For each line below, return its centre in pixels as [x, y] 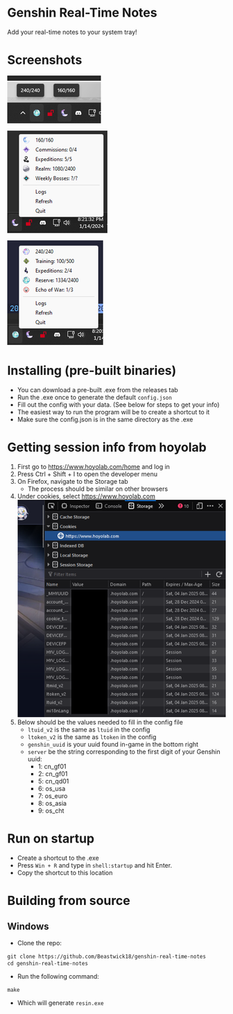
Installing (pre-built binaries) [92, 371]
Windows [28, 926]
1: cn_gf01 [52, 767]
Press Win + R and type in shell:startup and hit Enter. [94, 865]
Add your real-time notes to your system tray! [72, 32]
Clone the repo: [40, 943]
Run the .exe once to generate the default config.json [94, 397]
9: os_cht [51, 811]
